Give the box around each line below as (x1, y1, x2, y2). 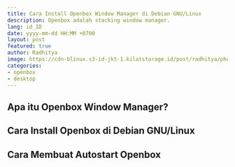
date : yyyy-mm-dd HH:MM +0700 (7, 29, 96, 37)
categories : (7, 62, 42, 69)
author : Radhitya (7, 50, 58, 57)
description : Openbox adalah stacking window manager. (7, 17, 171, 24)
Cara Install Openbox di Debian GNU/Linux (7, 125, 195, 137)
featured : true (7, 43, 52, 50)
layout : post (7, 36, 45, 43)
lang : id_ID (7, 23, 42, 30)
